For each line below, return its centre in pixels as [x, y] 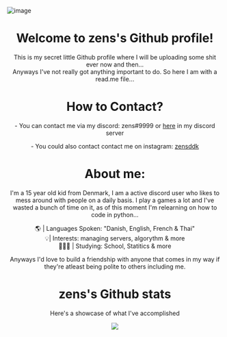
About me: [115, 174]
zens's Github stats [115, 294]
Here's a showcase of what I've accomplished [115, 313]
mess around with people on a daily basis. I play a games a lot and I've [115, 200]
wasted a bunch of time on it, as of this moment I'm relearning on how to [115, 207]
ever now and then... [115, 64]
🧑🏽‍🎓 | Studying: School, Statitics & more [115, 246]
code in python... [115, 214]
